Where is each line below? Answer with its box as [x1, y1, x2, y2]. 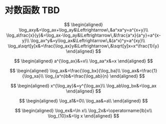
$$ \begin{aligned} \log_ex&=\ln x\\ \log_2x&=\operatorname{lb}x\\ [14, 107, 152, 113]
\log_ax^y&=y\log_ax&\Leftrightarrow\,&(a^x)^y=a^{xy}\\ [30, 37, 145, 43]
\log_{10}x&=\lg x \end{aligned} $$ [47, 112, 119, 118]
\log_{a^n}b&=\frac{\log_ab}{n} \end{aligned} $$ [44, 73, 145, 79]
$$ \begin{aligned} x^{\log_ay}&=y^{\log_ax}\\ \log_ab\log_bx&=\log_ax [10, 82, 157, 88]
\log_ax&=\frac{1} [121, 67, 157, 73]
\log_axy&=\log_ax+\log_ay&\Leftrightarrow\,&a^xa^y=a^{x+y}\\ [18, 27, 148, 33]
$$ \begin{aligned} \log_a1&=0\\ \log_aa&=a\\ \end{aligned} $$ [19, 97, 148, 103]
